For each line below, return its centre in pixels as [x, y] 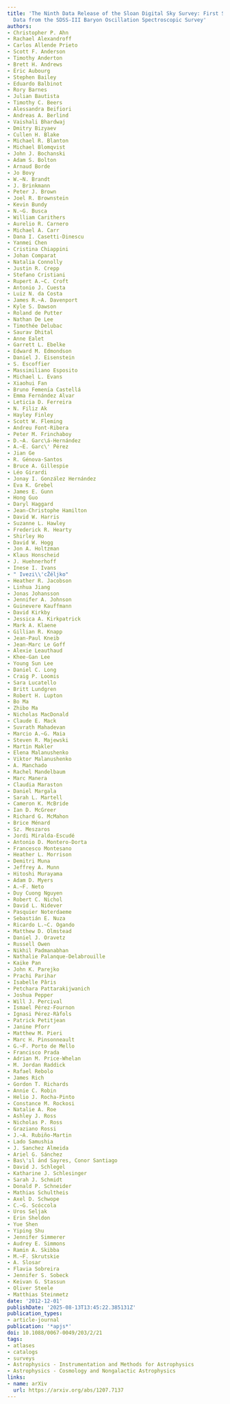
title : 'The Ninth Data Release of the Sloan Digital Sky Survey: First [113, 13]
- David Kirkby [29, 613]
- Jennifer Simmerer [37, 1237]
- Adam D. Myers [30, 880]
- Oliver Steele [30, 1288]
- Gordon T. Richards [38, 1084]
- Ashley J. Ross [32, 1116]
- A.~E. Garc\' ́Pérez [38, 447]
